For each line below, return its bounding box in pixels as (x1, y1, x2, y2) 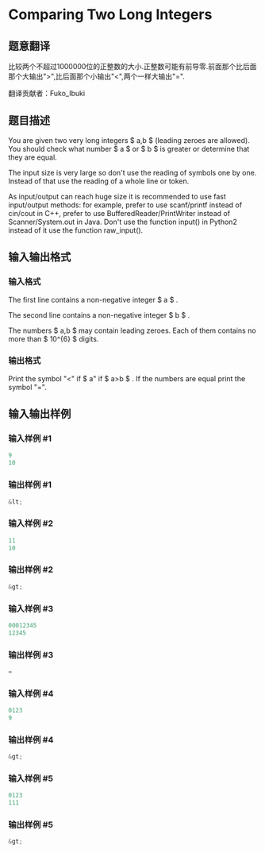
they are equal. (8, 152, 57, 162)
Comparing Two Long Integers (8, 6, 213, 24)
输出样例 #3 (8, 649, 54, 660)
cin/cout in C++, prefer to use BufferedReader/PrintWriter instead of (8, 208, 231, 218)
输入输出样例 (8, 407, 71, 421)
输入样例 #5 (8, 773, 54, 784)
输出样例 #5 (8, 820, 54, 831)
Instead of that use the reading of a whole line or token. (8, 176, 190, 186)
